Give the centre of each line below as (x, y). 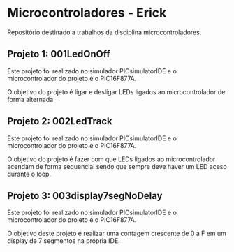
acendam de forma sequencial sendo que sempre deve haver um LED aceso (117, 166)
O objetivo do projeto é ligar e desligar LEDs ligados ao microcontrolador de (116, 91)
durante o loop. (29, 174)
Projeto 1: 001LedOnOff (59, 54)
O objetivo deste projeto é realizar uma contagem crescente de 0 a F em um (117, 234)
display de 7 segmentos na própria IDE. (64, 241)
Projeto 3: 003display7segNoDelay (85, 196)
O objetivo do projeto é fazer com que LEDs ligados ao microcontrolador (111, 159)
